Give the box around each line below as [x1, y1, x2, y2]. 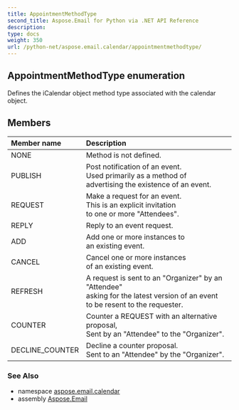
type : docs [7, 30, 40, 38]
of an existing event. [85, 261, 154, 271]
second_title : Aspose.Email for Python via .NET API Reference [7, 17, 199, 24]
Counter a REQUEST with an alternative [85, 311, 218, 321]
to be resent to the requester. [85, 300, 184, 310]
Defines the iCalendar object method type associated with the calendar [7, 88, 216, 97]
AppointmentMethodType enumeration [7, 70, 186, 82]
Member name [11, 138, 62, 148]
